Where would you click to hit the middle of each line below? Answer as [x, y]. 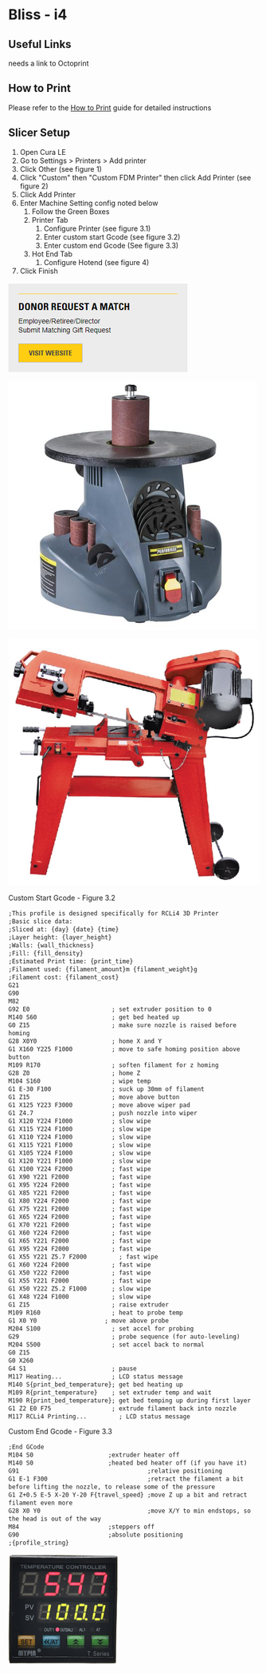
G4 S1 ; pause [72, 1368]
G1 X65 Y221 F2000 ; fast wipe [80, 1241]
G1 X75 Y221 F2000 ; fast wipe [80, 1209]
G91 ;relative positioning [115, 1471]
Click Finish [39, 271]
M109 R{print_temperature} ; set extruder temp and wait [110, 1392]
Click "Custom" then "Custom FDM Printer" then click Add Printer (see [135, 177]
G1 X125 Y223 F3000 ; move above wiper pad [100, 1105]
